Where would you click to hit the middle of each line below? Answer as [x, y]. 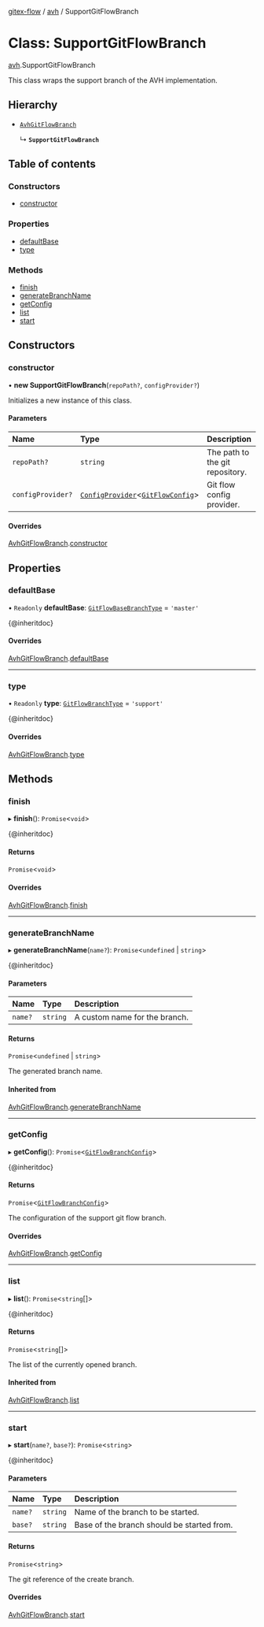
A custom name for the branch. [132, 1017]
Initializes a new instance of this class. [70, 400]
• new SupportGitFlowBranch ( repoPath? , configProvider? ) [104, 384]
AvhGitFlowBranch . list [44, 1400]
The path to [228, 452]
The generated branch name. [55, 1072]
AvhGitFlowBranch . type [46, 754]
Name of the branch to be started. [137, 1512]
